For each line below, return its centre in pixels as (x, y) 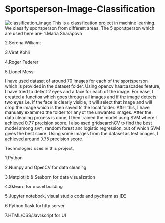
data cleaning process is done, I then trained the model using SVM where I (81, 117)
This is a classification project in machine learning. (104, 23)
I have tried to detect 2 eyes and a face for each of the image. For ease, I (79, 91)
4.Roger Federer (22, 62)
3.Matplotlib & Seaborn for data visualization (50, 177)
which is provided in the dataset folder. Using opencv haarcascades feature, (83, 86)
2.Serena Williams (23, 42)
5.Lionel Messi (20, 71)
